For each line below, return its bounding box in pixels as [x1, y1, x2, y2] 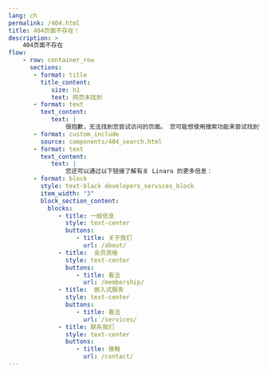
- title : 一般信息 [58, 212, 115, 220]
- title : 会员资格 [58, 249, 118, 257]
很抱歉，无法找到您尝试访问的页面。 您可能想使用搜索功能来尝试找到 [65, 123, 259, 131]
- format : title [33, 71, 88, 79]
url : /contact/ [83, 352, 134, 361]
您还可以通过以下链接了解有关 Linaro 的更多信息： [65, 167, 213, 175]
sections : [29, 64, 62, 72]
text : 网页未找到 [50, 93, 103, 101]
